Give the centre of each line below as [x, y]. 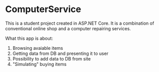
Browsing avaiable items [38, 48]
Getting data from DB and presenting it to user [60, 53]
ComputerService [43, 9]
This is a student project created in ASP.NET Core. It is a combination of [80, 23]
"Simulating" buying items [39, 64]
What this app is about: [29, 38]
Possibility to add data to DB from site [52, 58]
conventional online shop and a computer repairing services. [68, 28]
